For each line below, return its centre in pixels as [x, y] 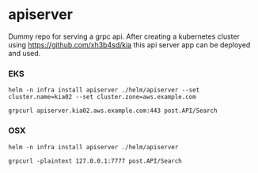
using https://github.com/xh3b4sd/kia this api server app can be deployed [129, 44]
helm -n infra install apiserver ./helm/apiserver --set [104, 90]
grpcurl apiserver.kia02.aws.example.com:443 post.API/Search [113, 111]
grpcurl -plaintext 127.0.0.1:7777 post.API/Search [95, 161]
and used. [25, 53]
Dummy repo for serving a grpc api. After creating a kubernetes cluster [124, 36]
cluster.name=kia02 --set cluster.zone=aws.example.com [102, 97]
